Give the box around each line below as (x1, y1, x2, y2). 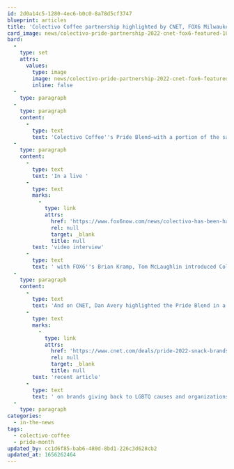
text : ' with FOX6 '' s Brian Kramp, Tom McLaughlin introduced (32, 263, 217, 270)
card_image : (7, 29, 42, 37)
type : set (19, 50, 49, 57)
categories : (7, 412, 42, 419)
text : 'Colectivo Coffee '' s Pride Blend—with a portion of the (32, 133, 219, 140)
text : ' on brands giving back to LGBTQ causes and (32, 393, 186, 400)
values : (25, 62, 49, 69)
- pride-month (13, 438, 54, 445)
